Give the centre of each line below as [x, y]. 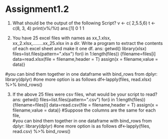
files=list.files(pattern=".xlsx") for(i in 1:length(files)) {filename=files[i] [84, 54]
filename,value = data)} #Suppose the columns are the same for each [84, 110]
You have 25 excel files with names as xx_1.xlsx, [62, 38]
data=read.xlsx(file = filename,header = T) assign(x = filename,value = [85, 59]
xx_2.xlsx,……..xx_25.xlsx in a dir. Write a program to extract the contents [87, 43]
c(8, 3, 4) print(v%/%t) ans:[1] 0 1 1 [48, 28]
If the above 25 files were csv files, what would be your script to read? [85, 94]
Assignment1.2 [37, 9]
